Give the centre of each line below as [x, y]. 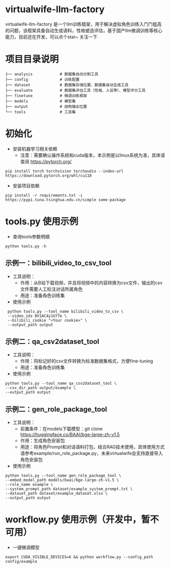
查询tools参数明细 [31, 236]
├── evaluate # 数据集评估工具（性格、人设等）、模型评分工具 [75, 90]
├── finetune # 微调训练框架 [46, 96]
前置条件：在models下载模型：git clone [61, 429]
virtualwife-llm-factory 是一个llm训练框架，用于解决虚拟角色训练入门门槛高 [83, 24]
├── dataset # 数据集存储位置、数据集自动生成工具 [67, 85]
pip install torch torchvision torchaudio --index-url [64, 171]
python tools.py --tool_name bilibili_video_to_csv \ [65, 311]
